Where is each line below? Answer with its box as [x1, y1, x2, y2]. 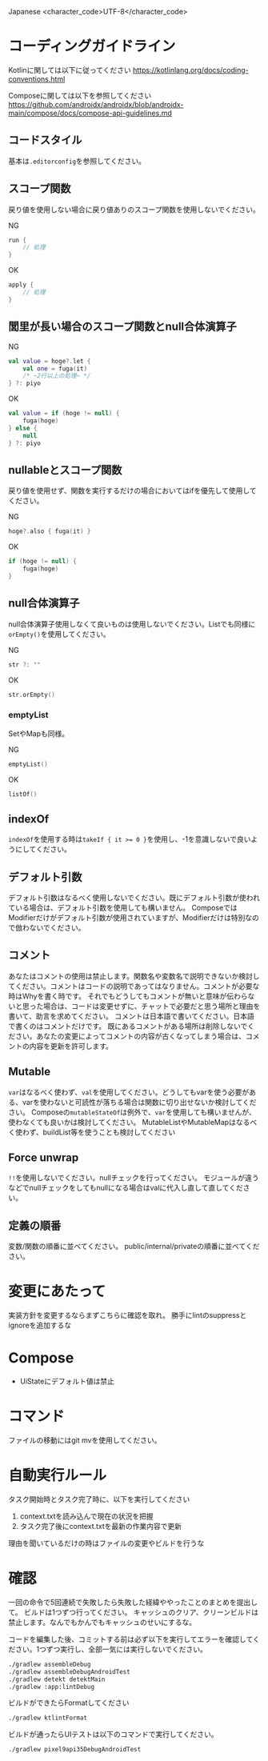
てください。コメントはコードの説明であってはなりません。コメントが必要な [8, 981, 260, 991]
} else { [8, 424, 38, 432]
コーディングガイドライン [8, 38, 176, 55]
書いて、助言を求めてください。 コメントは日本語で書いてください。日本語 [8, 1011, 254, 1021]
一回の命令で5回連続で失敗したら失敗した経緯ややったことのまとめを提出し [8, 1597, 258, 1607]
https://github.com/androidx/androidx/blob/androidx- [8, 99, 184, 109]
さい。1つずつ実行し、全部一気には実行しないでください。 [14, 1644, 208, 1654]
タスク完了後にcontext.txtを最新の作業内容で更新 [19, 1522, 182, 1531]
